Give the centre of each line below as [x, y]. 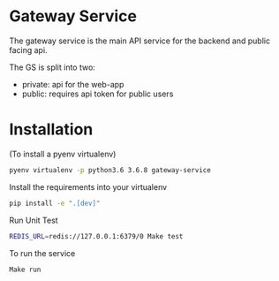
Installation [51, 129]
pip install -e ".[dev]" [55, 203]
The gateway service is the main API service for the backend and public [140, 41]
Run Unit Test [34, 220]
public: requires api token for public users [98, 94]
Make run [25, 270]
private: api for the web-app [73, 84]
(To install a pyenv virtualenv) [63, 154]
